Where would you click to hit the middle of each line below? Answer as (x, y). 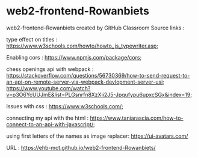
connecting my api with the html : (48, 118)
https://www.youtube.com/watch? (48, 88)
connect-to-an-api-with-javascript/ (50, 124)
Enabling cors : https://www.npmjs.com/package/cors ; (74, 57)
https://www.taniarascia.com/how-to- (137, 118)
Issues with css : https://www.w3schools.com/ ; (65, 106)
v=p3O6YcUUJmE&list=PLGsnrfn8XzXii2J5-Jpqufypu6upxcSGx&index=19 (98, 94)
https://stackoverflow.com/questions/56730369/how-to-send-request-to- (98, 75)
